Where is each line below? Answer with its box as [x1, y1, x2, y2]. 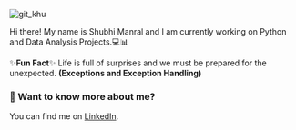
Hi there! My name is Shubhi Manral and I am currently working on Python [9, 26, 287, 36]
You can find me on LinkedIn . [9, 111, 119, 122]
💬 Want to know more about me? [9, 90, 156, 103]
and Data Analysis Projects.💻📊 [9, 36, 129, 47]
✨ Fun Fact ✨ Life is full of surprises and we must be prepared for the [9, 57, 267, 68]
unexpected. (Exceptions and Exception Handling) [9, 68, 202, 78]
